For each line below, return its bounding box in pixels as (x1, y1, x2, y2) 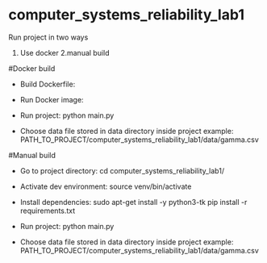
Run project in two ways (8, 32, 89, 42)
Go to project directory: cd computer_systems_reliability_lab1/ (19, 165, 224, 175)
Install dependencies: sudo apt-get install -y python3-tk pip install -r (19, 197, 248, 207)
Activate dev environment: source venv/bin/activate (19, 182, 192, 191)
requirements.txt (19, 206, 76, 215)
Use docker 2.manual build (19, 48, 111, 57)
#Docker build (8, 63, 56, 73)
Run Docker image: (19, 94, 84, 104)
